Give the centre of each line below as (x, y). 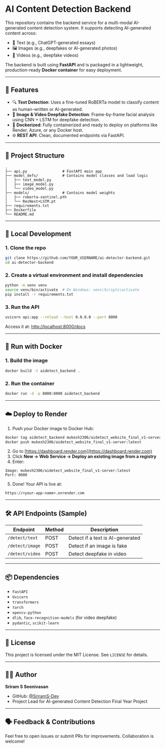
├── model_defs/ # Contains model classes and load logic (77, 175)
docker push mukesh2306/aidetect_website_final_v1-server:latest (73, 442)
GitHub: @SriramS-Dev (36, 696)
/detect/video (24, 554)
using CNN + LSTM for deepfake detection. (56, 119)
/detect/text (23, 538)
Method (54, 530)
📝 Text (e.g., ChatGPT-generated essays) (54, 42)
